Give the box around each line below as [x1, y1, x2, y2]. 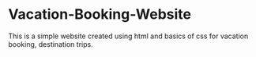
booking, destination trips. [8, 39, 93, 48]
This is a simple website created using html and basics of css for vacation [8, 31, 249, 41]
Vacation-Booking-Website [8, 5, 192, 23]
